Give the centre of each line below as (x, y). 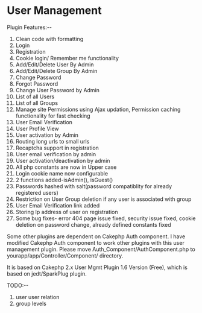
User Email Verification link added (58, 205)
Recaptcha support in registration (57, 148)
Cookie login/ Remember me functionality (67, 58)
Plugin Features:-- (30, 27)
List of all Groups (37, 103)
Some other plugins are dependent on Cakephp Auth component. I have (96, 236)
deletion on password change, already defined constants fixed (93, 224)
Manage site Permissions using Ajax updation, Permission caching (98, 109)
